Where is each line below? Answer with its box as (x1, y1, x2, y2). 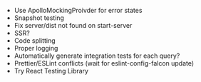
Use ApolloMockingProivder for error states (14, 6, 143, 14)
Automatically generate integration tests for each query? (14, 51, 180, 60)
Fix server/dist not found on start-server (14, 21, 133, 29)
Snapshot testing (14, 14, 64, 22)
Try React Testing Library (14, 67, 89, 75)
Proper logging (14, 44, 58, 52)
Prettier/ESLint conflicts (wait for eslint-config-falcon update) (14, 59, 195, 67)
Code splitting (14, 36, 56, 45)
